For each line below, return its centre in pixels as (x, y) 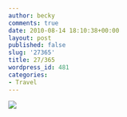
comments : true (34, 23)
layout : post (30, 38)
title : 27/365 (32, 60)
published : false (37, 45)
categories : (28, 75)
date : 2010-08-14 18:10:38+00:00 (64, 30)
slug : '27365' (32, 53)
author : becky (32, 16)
